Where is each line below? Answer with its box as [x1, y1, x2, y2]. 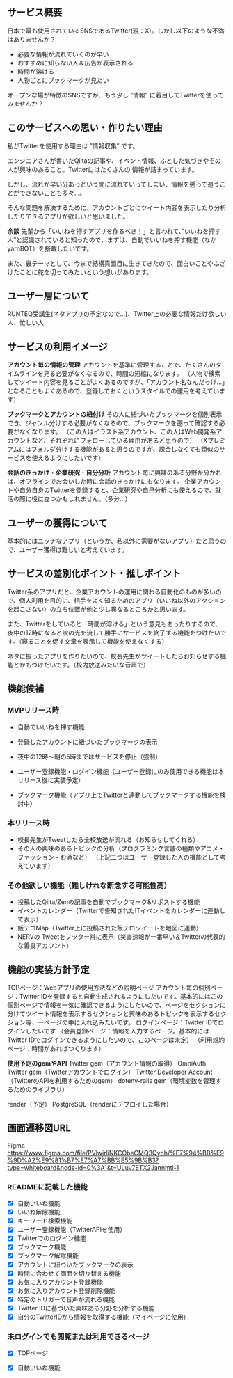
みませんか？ [7, 100, 44, 108]
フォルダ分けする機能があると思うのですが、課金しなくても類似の [31, 445, 220, 454]
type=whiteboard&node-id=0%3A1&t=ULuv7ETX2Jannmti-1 [7, 1163, 179, 1171]
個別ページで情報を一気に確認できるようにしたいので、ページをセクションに [7, 1001, 226, 1009]
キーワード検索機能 [17, 1217, 73, 1225]
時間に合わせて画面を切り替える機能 [17, 1269, 122, 1277]
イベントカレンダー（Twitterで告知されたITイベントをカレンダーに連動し [17, 907, 226, 915]
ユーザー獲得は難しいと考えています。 [19, 546, 129, 554]
